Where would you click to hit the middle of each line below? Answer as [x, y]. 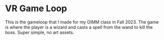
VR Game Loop [36, 9]
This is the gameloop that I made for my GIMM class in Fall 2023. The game [82, 22]
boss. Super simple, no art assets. [40, 32]
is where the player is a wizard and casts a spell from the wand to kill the [79, 27]
